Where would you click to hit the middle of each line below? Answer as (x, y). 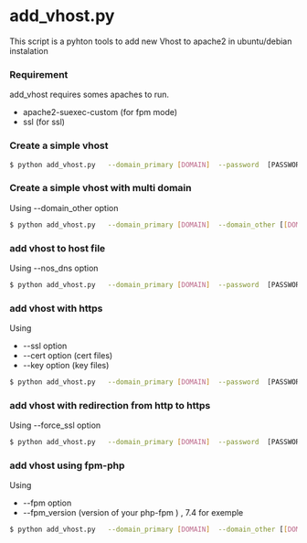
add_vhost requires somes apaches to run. (90, 95)
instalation (29, 50)
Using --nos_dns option (54, 268)
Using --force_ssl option (55, 425)
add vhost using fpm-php (67, 465)
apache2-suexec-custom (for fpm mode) (100, 112)
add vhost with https (56, 308)
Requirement (39, 74)
